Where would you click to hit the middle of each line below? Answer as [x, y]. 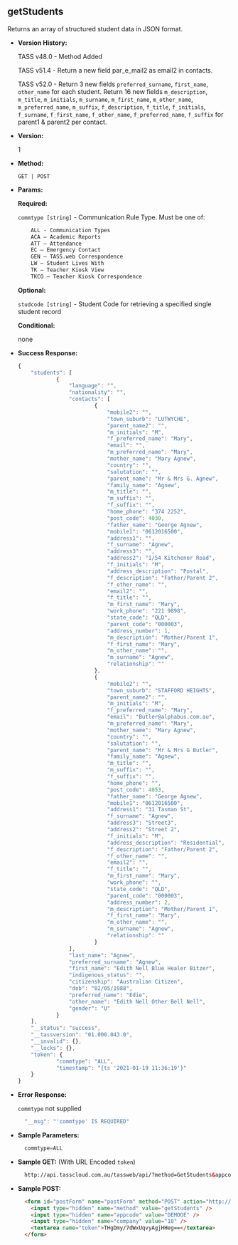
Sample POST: [39, 1188]
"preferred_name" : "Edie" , [109, 995]
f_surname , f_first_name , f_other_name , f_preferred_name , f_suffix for [120, 114]
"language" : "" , [93, 386]
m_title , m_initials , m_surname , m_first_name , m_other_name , [105, 99]
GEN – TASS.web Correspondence [77, 257]
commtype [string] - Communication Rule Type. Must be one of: [111, 217]
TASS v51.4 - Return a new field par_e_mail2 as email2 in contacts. [115, 70]
